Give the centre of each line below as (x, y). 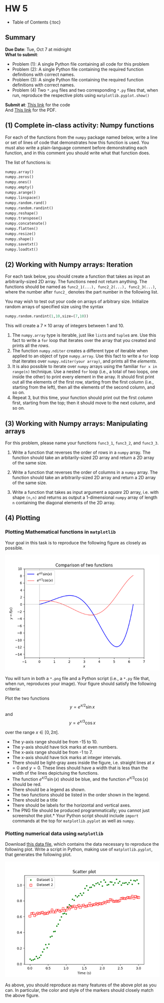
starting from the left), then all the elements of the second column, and (83, 387)
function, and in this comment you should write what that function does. (78, 153)
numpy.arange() (21, 193)
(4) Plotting (23, 518)
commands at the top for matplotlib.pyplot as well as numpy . (73, 821)
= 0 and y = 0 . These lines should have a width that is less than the (80, 768)
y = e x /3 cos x (82, 722)
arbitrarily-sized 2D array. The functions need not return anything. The (76, 282)
